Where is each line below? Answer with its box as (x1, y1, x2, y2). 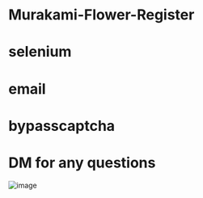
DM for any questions (8, 154, 156, 171)
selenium (8, 43, 72, 61)
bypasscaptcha (8, 116, 116, 135)
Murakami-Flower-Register (8, 6, 195, 24)
